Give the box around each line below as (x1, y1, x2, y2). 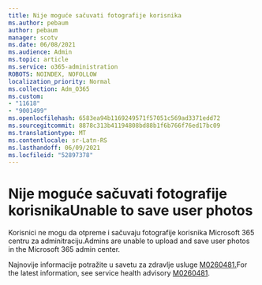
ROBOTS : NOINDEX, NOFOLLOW (8, 70, 97, 78)
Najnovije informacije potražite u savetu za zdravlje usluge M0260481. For (8, 260, 248, 269)
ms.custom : (8, 92, 44, 100)
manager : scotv (8, 33, 58, 42)
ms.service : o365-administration (8, 63, 118, 71)
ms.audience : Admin (8, 48, 73, 56)
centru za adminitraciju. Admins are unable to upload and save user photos (8, 236, 250, 246)
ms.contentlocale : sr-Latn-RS (8, 136, 108, 144)
